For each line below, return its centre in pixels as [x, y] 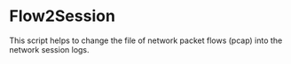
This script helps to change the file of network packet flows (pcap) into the [146, 40]
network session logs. [50, 49]
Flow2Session [62, 16]
